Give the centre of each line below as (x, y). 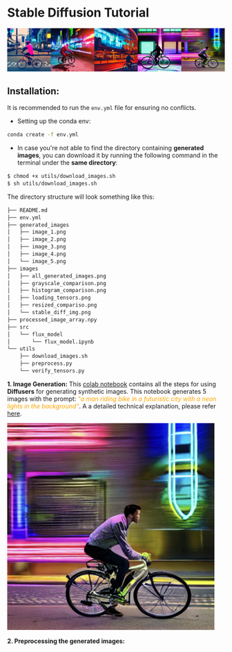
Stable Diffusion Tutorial (78, 13)
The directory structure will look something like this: (81, 197)
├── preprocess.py (46, 364)
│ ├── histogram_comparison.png (57, 291)
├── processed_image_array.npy (52, 320)
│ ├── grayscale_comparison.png (57, 283)
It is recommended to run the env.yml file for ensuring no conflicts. (102, 108)
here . (14, 413)
